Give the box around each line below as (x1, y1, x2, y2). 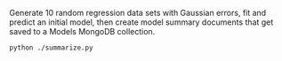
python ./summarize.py (9, 43, 93, 52)
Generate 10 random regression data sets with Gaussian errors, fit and (9, 8, 267, 18)
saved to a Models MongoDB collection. (9, 27, 156, 36)
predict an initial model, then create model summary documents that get (9, 17, 274, 27)
